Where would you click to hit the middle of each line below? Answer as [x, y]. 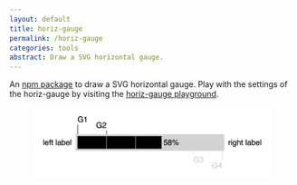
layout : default [40, 19]
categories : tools [44, 48]
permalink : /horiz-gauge [56, 38]
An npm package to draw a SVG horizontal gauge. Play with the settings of [148, 84]
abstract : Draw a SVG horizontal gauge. [87, 58]
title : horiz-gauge [46, 29]
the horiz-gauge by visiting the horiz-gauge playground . [114, 94]
